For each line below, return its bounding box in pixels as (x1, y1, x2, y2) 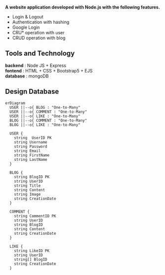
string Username (14, 139, 48, 144)
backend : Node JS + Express (5, 62, 67, 69)
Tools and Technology (5, 49, 75, 58)
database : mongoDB (5, 73, 49, 79)
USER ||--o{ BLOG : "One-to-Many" (9, 105, 81, 110)
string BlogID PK (14, 174, 50, 179)
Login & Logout (12, 14, 43, 19)
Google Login (12, 24, 40, 30)
